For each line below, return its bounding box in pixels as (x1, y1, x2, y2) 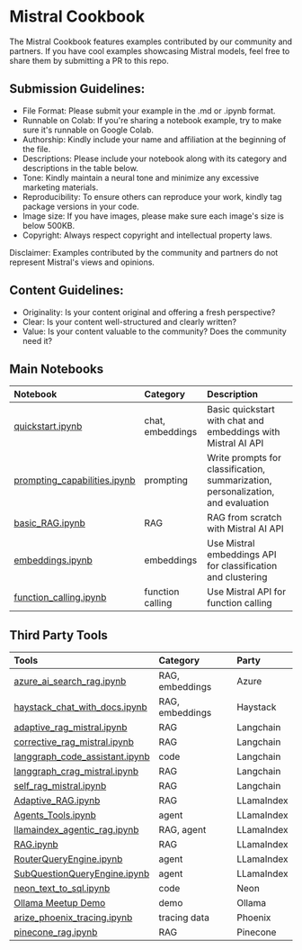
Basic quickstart (206, 403, 276, 416)
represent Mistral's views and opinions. (9, 257, 155, 267)
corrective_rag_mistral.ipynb (13, 736, 135, 748)
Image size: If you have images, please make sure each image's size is (22, 210, 285, 222)
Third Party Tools (9, 628, 108, 643)
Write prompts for (206, 452, 281, 465)
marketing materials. (22, 182, 99, 193)
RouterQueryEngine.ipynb (13, 853, 123, 865)
